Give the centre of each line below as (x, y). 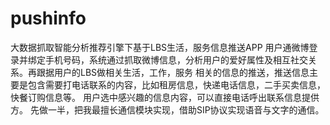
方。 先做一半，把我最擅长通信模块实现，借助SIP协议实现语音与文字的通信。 (167, 109)
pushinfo (48, 18)
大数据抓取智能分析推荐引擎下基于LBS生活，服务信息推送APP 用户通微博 (160, 47)
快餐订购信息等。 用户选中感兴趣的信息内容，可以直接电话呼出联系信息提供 (165, 97)
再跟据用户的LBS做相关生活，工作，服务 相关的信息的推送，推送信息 (168, 72)
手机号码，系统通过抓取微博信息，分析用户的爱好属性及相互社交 (176, 59)
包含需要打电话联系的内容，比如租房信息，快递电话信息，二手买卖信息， (176, 84)
